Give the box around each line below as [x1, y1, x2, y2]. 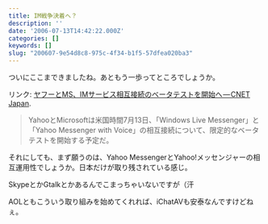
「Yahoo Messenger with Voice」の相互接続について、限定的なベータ [27, 126, 260, 135]
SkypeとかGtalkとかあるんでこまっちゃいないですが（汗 [8, 180, 195, 189]
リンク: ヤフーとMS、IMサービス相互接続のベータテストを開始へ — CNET [8, 89, 250, 99]
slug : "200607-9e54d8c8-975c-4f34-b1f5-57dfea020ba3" [8, 49, 194, 57]
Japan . [8, 98, 31, 108]
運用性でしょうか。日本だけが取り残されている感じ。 [15, 163, 192, 172]
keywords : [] [8, 42, 52, 50]
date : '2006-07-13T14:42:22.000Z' [8, 27, 125, 35]
